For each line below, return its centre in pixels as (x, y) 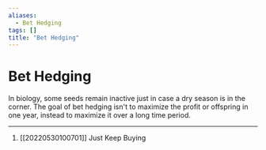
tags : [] (23, 30)
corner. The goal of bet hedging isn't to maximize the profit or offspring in (128, 107)
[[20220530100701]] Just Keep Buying (83, 138)
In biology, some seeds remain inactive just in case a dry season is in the (127, 99)
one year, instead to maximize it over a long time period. (100, 115)
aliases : (23, 15)
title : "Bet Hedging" (44, 37)
